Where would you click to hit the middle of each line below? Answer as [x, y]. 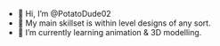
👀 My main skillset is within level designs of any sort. [114, 23]
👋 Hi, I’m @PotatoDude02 [64, 14]
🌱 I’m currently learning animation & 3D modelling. [110, 32]
